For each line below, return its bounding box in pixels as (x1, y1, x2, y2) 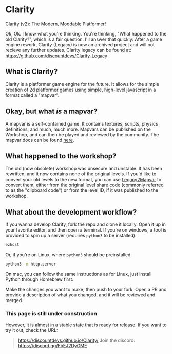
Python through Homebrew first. (5, 276, 73, 282)
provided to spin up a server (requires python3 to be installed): (5, 233, 137, 239)
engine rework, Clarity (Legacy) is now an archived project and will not (5, 41, 155, 47)
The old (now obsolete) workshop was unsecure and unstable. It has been (5, 166, 163, 172)
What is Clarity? (5, 67, 58, 76)
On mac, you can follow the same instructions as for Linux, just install (5, 271, 152, 277)
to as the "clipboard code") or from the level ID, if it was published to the (5, 187, 158, 193)
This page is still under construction (5, 310, 98, 317)
